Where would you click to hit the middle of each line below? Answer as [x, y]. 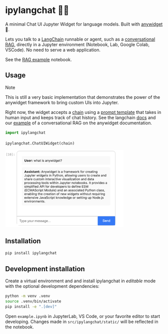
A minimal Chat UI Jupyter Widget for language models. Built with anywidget [84, 24]
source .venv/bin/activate [33, 301]
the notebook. [19, 327]
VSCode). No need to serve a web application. [53, 50]
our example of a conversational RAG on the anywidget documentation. [79, 123]
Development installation [45, 269]
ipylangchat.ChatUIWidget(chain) [40, 143]
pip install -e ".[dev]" [31, 306]
